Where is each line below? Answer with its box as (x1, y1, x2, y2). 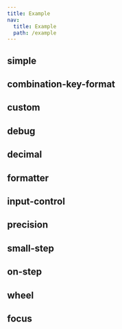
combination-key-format (7, 79, 115, 90)
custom (7, 101, 40, 114)
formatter (7, 172, 49, 183)
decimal (7, 149, 42, 161)
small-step (7, 242, 55, 254)
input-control (7, 195, 65, 207)
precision (7, 219, 49, 231)
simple (7, 54, 37, 66)
